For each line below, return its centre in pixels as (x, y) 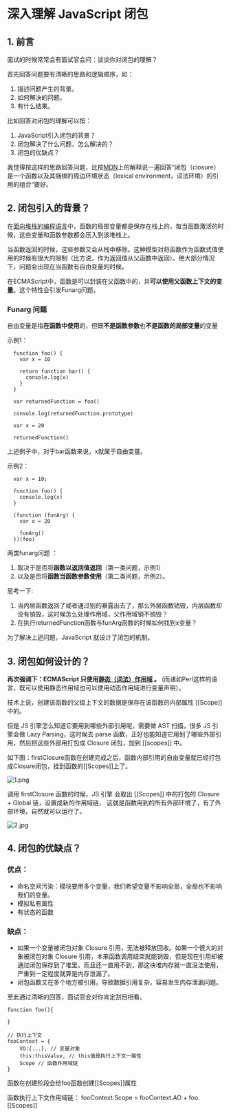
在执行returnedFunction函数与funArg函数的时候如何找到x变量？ (107, 623)
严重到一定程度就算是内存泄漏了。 (65, 973)
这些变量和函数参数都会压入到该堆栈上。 (76, 234)
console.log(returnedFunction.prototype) (74, 414)
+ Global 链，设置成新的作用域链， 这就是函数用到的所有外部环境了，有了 (111, 803)
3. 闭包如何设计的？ (49, 661)
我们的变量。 (35, 895)
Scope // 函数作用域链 (49, 1063)
